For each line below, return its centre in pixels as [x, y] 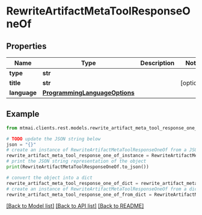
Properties [26, 46]
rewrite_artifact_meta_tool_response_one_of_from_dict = [79, 195]
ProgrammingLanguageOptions [88, 93]
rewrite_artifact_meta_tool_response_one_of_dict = [72, 183]
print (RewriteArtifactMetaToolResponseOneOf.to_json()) [78, 167]
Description [158, 63]
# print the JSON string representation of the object [76, 161]
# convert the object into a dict [50, 178]
